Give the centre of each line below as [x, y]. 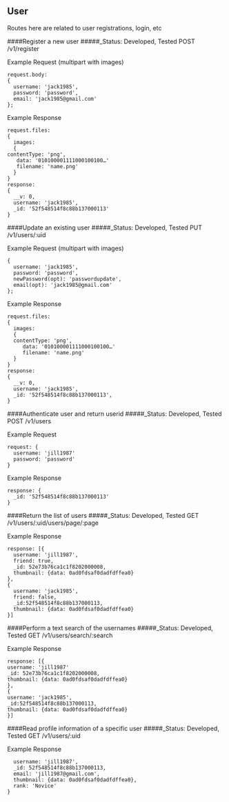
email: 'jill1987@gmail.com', [57, 774]
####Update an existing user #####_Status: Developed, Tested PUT [104, 228]
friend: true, [33, 561]
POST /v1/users [29, 421]
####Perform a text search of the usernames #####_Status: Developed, [110, 628]
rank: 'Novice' [35, 785]
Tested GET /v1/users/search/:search [60, 635]
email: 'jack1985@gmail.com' [55, 99]
